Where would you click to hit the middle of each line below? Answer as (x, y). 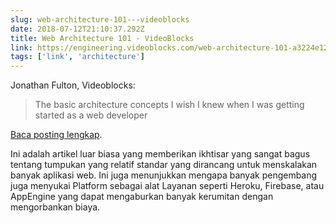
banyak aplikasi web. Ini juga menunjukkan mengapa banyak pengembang (164, 175)
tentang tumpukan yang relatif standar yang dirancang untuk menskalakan (164, 165)
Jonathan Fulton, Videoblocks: (73, 85)
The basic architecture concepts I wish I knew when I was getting (169, 105)
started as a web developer (91, 115)
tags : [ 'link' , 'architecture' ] (77, 57)
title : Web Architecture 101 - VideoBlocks (102, 38)
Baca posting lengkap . (56, 135)
